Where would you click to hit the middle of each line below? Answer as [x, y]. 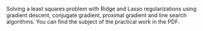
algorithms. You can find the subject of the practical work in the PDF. [93, 22]
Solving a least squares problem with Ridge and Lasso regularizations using [102, 9]
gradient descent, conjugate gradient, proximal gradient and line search [97, 15]
